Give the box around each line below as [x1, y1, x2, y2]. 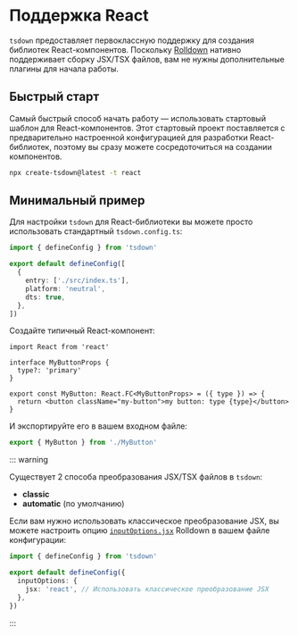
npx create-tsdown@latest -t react [9, 168, 142, 177]
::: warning [9, 455, 49, 465]
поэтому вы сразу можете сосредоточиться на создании [53, 141, 272, 152]
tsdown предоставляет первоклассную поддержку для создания [9, 35, 254, 46]
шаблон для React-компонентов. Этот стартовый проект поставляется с [9, 122, 286, 133]
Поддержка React [9, 5, 149, 26]
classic [21, 489, 50, 500]
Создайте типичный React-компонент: [9, 325, 156, 336]
